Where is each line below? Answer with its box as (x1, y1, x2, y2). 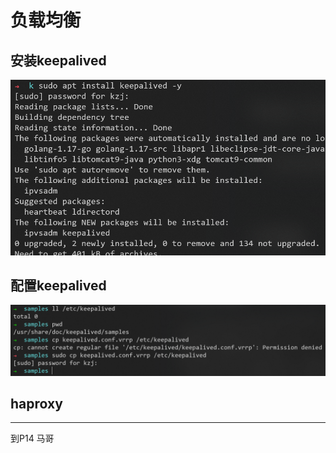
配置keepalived (10, 277, 107, 294)
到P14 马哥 (10, 432, 55, 445)
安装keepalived (10, 52, 107, 69)
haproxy (10, 395, 63, 412)
